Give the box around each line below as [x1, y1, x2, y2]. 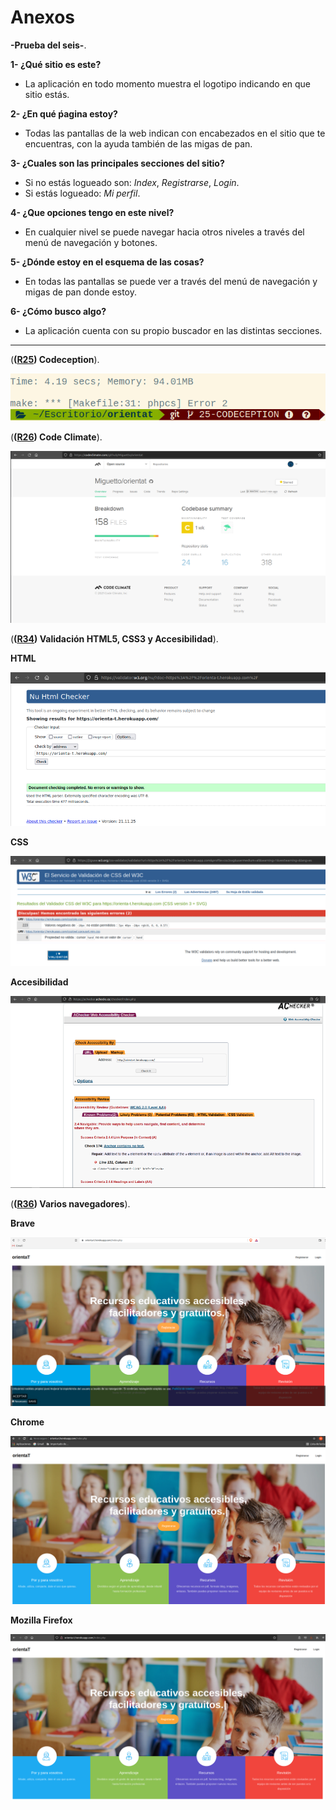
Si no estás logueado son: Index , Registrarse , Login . [24, 176, 240, 188]
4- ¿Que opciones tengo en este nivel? [10, 206, 175, 218]
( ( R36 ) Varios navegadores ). [10, 1197, 131, 1210]
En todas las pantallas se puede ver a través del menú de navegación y [24, 275, 318, 287]
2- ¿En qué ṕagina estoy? [10, 107, 118, 120]
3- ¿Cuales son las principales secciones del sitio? [10, 157, 225, 169]
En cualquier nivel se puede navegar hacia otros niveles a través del [24, 226, 305, 238]
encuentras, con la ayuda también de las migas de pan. [24, 137, 253, 150]
